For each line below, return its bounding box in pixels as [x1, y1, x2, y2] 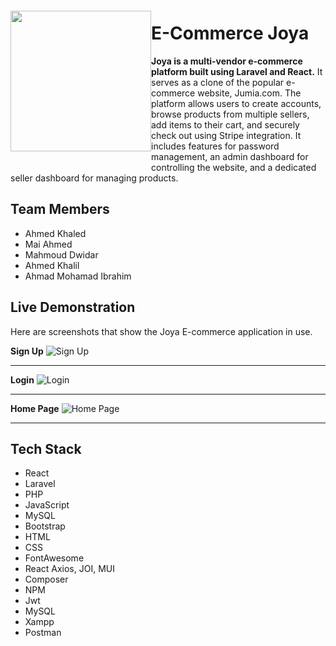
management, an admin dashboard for [151, 150, 309, 162]
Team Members [10, 201, 110, 218]
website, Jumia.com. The [197, 87, 302, 99]
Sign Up [10, 345, 44, 357]
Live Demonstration [10, 299, 136, 316]
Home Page [10, 402, 60, 414]
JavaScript [24, 499, 70, 511]
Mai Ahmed [24, 238, 73, 250]
